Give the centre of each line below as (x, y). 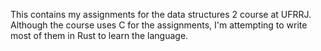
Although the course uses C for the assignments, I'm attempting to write (159, 25)
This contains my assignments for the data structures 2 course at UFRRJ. (161, 14)
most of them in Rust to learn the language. (99, 35)
